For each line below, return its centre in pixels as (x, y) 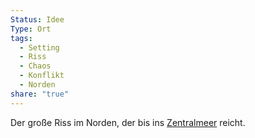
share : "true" (40, 94)
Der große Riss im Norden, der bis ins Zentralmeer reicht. (128, 122)
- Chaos (35, 66)
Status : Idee (37, 19)
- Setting (39, 47)
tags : (21, 38)
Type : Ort (31, 29)
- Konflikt (42, 76)
